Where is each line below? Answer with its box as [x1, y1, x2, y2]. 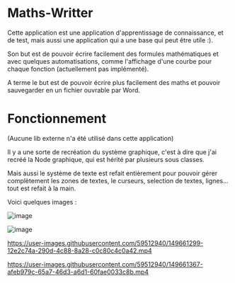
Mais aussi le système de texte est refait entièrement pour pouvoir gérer [7, 168, 218, 178]
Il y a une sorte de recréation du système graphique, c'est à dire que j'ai [7, 147, 217, 156]
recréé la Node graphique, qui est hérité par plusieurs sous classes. [7, 155, 205, 163]
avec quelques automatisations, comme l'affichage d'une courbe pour [7, 57, 212, 65]
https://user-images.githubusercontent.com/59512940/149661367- [7, 260, 203, 268]
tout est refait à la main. [7, 184, 76, 192]
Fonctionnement [7, 111, 107, 127]
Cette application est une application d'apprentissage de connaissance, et [7, 28, 224, 37]
